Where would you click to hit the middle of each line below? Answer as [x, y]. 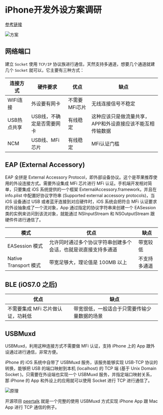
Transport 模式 [24, 265]
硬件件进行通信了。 [24, 219]
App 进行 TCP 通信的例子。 [32, 407]
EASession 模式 [25, 246]
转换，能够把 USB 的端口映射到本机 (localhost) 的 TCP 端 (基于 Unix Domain [81, 368]
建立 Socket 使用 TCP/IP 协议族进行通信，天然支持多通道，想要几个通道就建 [80, 64]
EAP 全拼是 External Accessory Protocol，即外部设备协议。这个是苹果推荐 [79, 177]
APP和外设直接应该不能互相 [123, 123]
